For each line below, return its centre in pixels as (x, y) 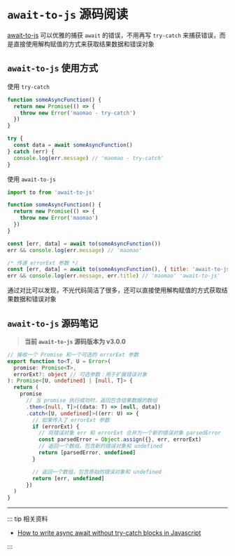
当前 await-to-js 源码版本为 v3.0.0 (75, 341)
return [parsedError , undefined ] (87, 453)
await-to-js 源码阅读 (68, 14)
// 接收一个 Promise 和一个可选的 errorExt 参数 (73, 355)
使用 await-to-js (31, 179)
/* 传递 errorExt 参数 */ (43, 263)
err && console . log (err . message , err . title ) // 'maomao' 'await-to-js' (114, 276)
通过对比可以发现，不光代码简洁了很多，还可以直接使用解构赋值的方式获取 (114, 290)
